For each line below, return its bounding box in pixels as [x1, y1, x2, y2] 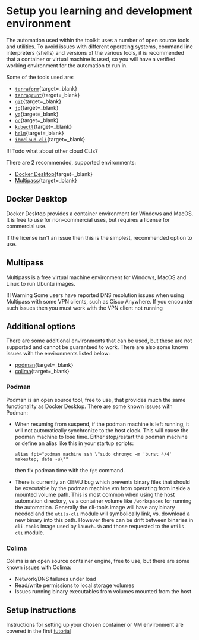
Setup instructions [6, 605, 77, 616]
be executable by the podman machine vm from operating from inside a [14, 484, 191, 491]
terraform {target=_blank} [14, 85, 77, 92]
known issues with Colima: [6, 564, 71, 571]
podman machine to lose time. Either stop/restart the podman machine [14, 433, 188, 440]
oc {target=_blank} [14, 116, 59, 123]
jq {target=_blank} [14, 104, 59, 111]
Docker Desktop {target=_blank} [14, 170, 93, 177]
